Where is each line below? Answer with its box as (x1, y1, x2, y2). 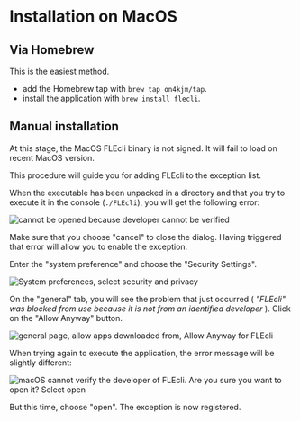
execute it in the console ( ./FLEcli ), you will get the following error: (9, 196, 260, 208)
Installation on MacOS (9, 6, 178, 27)
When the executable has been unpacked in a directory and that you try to (9, 187, 286, 198)
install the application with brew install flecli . (22, 93, 201, 103)
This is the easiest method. (9, 66, 110, 76)
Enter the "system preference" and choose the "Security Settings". (9, 258, 257, 269)
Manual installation (9, 119, 120, 134)
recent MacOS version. (9, 152, 95, 163)
